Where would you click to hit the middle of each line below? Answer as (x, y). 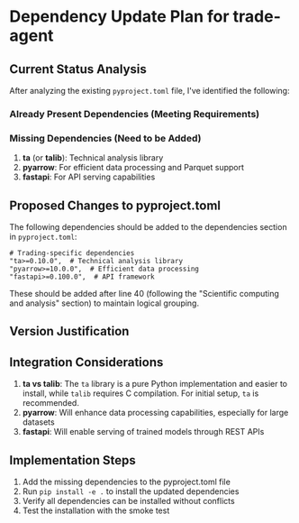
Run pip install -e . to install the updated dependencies (131, 491)
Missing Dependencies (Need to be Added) (105, 138)
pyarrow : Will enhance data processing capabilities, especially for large (155, 413)
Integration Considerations (86, 362)
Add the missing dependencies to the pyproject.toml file (127, 482)
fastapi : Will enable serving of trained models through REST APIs (143, 432)
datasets (39, 422)
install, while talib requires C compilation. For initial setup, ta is (140, 393)
